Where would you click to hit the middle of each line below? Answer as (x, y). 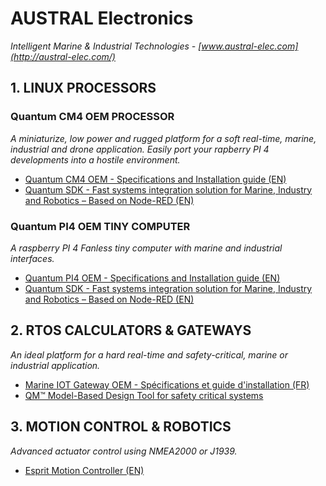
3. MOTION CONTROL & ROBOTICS (121, 427)
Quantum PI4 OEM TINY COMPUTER (100, 226)
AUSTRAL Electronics (102, 18)
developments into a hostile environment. (95, 159)
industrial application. (55, 365)
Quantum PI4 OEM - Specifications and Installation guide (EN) (152, 278)
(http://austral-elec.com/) (63, 56)
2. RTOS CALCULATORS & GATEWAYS (131, 330)
